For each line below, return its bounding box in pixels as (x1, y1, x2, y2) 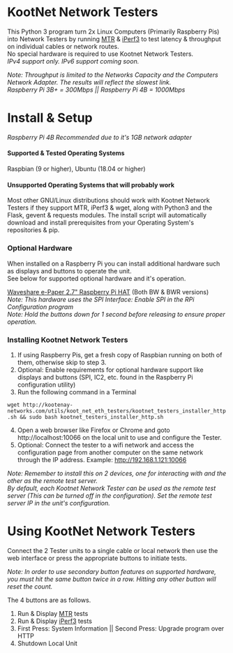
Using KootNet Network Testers (7, 524, 195, 539)
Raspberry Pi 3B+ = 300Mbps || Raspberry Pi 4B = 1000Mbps (7, 85, 186, 94)
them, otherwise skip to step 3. (17, 358, 107, 366)
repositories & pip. (7, 226, 60, 234)
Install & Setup (7, 110, 93, 126)
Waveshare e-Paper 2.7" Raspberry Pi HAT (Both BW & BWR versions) (7, 287, 209, 296)
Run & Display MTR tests (17, 609, 89, 617)
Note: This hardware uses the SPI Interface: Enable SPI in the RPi (7, 295, 195, 303)
